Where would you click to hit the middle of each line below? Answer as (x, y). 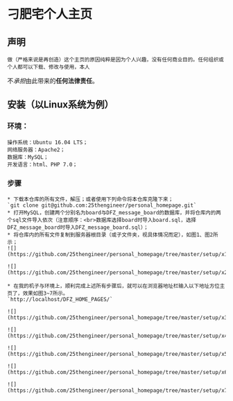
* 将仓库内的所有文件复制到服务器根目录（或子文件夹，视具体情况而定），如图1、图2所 (113, 234)
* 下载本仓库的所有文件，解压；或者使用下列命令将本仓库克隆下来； (90, 199)
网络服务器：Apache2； (36, 150)
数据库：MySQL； (28, 157)
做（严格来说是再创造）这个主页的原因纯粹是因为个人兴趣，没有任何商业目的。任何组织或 (115, 60)
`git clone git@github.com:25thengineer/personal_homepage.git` (102, 205)
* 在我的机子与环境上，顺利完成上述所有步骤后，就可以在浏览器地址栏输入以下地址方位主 (116, 286)
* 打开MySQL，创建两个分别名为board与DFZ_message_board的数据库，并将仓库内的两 (114, 212)
